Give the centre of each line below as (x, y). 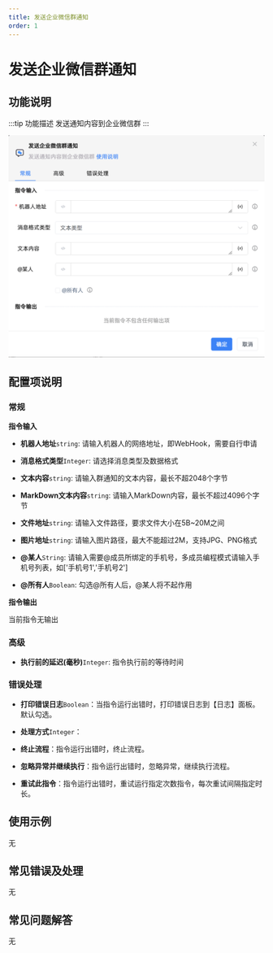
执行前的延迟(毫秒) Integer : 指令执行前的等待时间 (102, 662)
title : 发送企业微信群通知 (49, 17)
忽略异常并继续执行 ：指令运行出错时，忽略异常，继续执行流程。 (127, 766)
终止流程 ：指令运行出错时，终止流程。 (84, 749)
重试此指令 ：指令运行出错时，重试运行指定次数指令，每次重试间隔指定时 (141, 783)
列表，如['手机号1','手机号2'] (81, 568)
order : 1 (23, 26)
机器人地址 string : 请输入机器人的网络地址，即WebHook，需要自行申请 (139, 444)
